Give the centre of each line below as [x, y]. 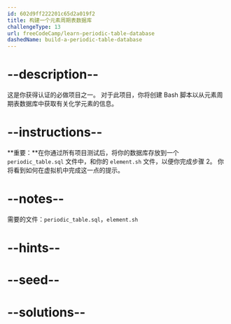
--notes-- [36, 199]
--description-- [53, 75]
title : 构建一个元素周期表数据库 [50, 20]
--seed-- [34, 280]
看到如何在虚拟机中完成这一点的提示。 [68, 170]
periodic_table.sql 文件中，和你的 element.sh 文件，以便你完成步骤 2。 [112, 161]
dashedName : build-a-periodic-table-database [75, 40]
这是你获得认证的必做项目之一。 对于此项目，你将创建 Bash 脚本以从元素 [112, 95]
